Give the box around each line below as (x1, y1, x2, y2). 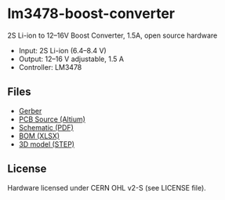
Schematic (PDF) (18, 122, 74, 132)
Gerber (18, 106, 42, 115)
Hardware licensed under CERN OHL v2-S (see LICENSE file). (7, 183, 207, 192)
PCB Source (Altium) (18, 115, 85, 124)
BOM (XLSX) (18, 131, 60, 140)
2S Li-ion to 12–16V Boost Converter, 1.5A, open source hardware (7, 31, 218, 40)
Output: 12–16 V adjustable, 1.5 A (18, 54, 125, 64)
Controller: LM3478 (18, 62, 82, 71)
